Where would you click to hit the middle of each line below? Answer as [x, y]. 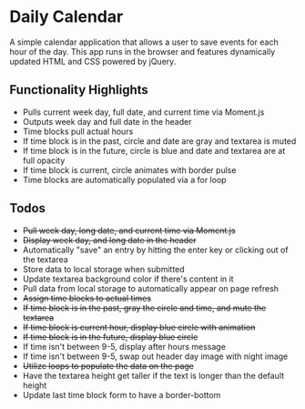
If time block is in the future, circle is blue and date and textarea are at [154, 150]
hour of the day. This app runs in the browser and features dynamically [142, 51]
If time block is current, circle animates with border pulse [129, 169]
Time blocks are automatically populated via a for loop [124, 179]
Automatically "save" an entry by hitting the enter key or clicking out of [155, 250]
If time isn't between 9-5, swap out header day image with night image [155, 356]
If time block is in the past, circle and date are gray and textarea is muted [159, 141]
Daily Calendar [66, 17]
